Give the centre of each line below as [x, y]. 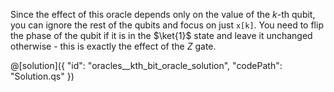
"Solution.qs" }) [42, 76]
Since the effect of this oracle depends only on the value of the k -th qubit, [163, 14]
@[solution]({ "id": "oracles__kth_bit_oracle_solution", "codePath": [146, 65]
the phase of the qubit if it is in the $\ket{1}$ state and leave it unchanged [161, 35]
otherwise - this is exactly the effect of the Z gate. [113, 46]
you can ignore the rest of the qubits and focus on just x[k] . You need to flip [167, 25]
